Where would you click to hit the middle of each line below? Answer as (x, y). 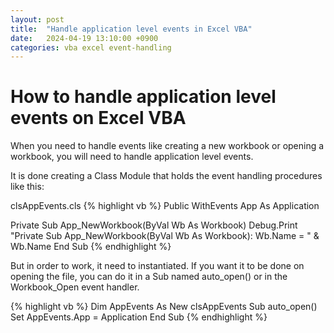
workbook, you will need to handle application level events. (132, 157)
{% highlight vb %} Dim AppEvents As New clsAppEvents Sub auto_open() (164, 307)
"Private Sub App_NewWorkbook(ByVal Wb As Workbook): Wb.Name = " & (165, 236)
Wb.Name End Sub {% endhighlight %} (91, 247)
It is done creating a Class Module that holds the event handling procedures (166, 176)
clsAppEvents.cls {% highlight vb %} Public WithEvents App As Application (165, 206)
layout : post (37, 19)
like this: (27, 187)
